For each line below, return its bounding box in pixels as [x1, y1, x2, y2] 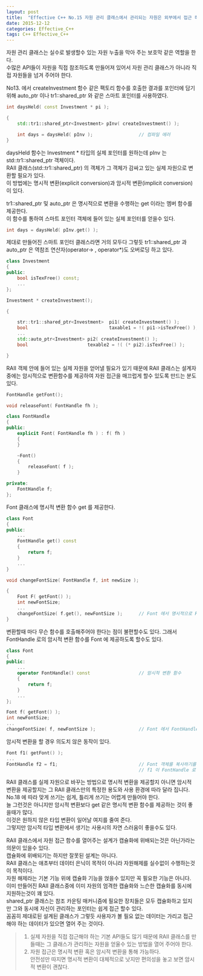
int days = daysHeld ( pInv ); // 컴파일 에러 [17, 131, 171, 138]
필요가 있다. [17, 171, 45, 179]
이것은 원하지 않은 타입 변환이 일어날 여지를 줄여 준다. [6, 816, 132, 824]
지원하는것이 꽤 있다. [6, 890, 55, 897]
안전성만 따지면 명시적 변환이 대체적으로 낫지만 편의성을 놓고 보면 [30, 955, 184, 963]
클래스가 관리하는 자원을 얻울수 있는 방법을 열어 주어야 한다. [52, 940, 193, 948]
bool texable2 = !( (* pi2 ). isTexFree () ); [17, 342, 185, 348]
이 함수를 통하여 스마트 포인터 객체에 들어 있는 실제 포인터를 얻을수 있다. [6, 214, 175, 222]
